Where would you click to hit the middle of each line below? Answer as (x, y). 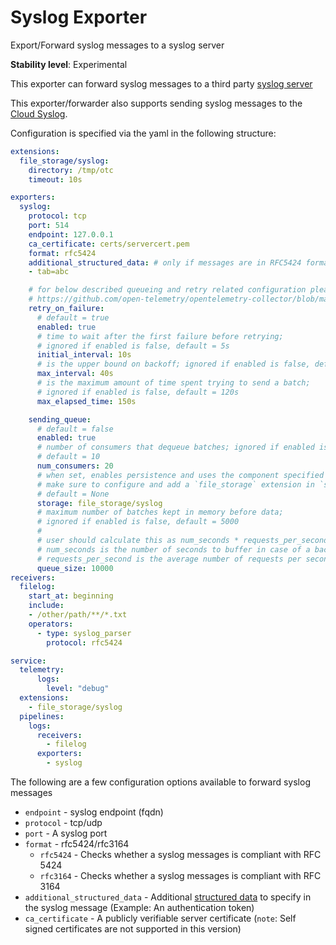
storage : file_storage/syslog (99, 503)
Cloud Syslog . (39, 113)
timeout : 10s (55, 179)
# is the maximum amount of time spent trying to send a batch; (173, 383)
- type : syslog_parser (84, 633)
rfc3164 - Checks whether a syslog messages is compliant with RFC (180, 876)
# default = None (73, 494)
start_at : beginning (71, 596)
